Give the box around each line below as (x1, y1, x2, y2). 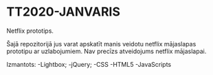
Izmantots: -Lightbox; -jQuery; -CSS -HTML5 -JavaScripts (6, 60, 172, 68)
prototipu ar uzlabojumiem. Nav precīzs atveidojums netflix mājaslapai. (6, 47, 207, 55)
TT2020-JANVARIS (6, 4, 121, 20)
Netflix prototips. (6, 27, 54, 35)
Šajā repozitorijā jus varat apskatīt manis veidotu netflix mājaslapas (6, 40, 197, 48)
